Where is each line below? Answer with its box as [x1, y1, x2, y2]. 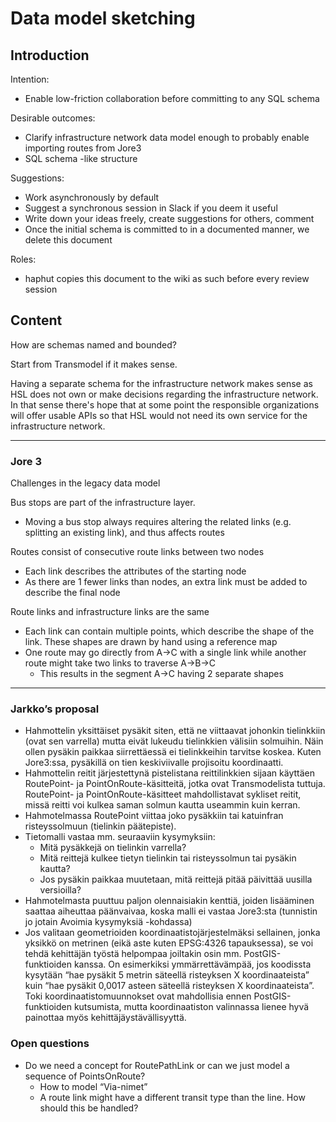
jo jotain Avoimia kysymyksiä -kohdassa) [24, 916, 193, 928]
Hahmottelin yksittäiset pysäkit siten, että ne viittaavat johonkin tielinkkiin [24, 725, 326, 737]
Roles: [10, 253, 37, 265]
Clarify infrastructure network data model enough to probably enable [24, 132, 310, 143]
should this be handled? [39, 1102, 139, 1114]
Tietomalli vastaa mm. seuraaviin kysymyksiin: [24, 831, 216, 843]
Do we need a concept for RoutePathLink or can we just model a [24, 1059, 290, 1071]
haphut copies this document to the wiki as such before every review [24, 273, 310, 284]
